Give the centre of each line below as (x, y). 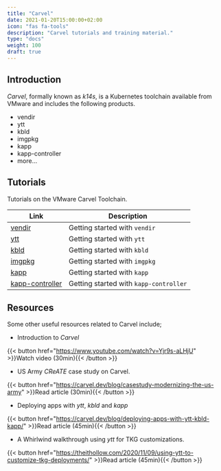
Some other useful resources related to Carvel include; (85, 325)
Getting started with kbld (108, 250)
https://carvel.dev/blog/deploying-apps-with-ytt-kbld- (133, 419)
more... (27, 161)
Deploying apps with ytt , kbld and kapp (72, 406)
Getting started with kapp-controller (128, 283)
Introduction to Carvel (48, 338)
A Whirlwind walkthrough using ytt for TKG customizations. (101, 439)
